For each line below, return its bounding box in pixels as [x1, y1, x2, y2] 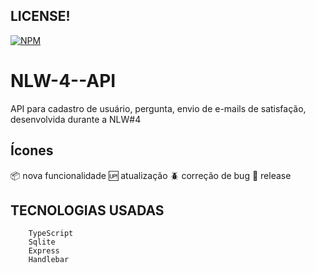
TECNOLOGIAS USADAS [10, 202, 165, 219]
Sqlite [28, 237, 56, 248]
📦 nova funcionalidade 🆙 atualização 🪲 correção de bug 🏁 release [10, 169, 292, 181]
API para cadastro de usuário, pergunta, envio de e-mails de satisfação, [10, 102, 307, 114]
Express [28, 246, 60, 256]
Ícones [10, 142, 54, 159]
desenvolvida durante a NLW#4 [10, 113, 142, 125]
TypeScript [28, 229, 74, 239]
